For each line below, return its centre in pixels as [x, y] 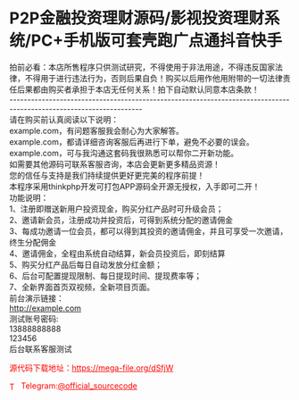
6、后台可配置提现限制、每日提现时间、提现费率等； [106, 275]
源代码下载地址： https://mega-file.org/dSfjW [91, 368]
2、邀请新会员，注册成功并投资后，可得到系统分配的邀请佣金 [121, 220]
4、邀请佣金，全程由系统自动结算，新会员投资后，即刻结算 [117, 253]
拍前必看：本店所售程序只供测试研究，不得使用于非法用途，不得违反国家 [142, 67]
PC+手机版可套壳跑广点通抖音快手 [157, 41]
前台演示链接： [37, 298]
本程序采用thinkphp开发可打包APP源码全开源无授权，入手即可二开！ [135, 186]
